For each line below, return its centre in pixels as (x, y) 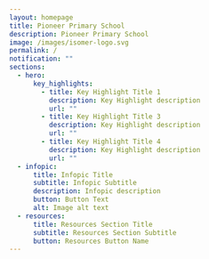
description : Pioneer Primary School (79, 34)
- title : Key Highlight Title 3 (101, 117)
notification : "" (41, 59)
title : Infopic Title (73, 174)
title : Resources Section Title (92, 224)
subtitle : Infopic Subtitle (85, 183)
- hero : (32, 76)
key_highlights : (63, 84)
